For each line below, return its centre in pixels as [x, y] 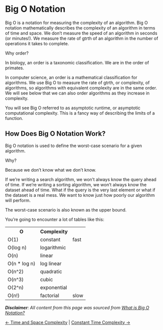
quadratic [51, 271]
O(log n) [17, 247]
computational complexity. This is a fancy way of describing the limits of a [80, 113]
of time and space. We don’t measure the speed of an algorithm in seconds [81, 33]
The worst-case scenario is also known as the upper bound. [66, 210]
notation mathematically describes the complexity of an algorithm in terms [80, 28]
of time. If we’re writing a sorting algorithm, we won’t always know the [76, 184]
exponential [54, 287]
